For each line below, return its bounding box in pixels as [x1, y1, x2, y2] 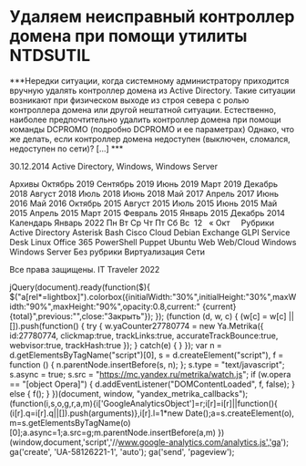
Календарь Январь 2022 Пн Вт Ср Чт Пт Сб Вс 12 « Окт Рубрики [9, 217, 275, 228]
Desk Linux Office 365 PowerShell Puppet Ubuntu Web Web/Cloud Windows [9, 236, 297, 247]
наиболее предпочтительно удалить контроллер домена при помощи [9, 114, 281, 125]
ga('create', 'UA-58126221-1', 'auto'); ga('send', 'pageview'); [9, 446, 235, 457]
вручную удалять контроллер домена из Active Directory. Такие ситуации [9, 85, 296, 96]
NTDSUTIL [9, 46, 91, 66]
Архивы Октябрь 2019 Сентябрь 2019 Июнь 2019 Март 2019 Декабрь [9, 178, 279, 189]
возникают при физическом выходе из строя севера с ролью [9, 94, 250, 106]
